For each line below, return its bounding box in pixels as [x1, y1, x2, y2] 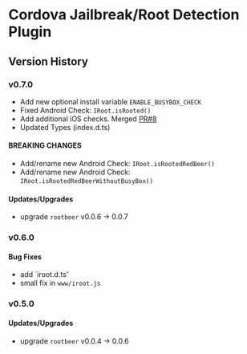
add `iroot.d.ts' [19, 270, 69, 279]
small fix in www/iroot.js [19, 279, 101, 288]
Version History [8, 55, 88, 68]
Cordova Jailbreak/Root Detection [8, 6, 240, 24]
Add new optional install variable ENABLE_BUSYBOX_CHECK [19, 96, 202, 106]
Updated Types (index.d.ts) [19, 122, 111, 132]
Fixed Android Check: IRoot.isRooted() [19, 105, 152, 115]
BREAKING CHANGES [8, 140, 83, 150]
